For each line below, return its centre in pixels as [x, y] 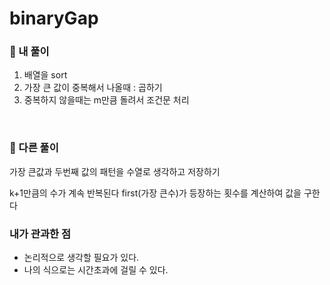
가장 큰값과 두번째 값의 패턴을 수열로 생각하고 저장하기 [115, 171]
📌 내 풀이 [29, 52]
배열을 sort [45, 75]
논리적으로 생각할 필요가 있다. [81, 258]
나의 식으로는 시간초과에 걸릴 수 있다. [96, 270]
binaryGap [54, 18]
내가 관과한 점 [40, 234]
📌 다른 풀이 [34, 148]
